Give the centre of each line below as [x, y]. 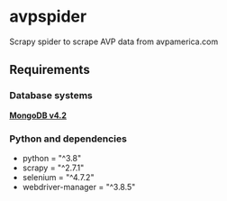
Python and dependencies [68, 139]
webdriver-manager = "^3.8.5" [79, 187]
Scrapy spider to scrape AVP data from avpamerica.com [114, 41]
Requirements [50, 70]
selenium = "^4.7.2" [58, 177]
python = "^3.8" [52, 158]
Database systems [51, 96]
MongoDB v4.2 [38, 115]
